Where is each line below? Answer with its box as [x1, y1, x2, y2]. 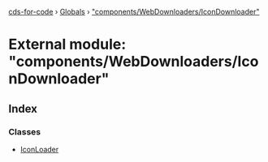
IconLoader [19, 144, 59, 154]
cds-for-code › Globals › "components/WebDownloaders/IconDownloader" [8, 7, 260, 16]
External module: [8, 36, 127, 53]
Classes [8, 126, 41, 137]
